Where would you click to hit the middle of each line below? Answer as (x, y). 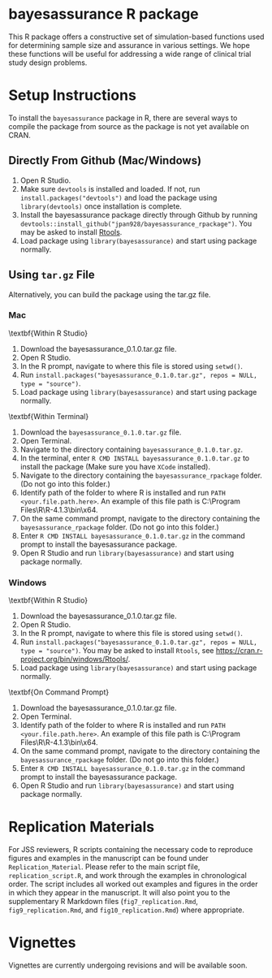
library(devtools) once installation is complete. (101, 206)
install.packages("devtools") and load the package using (119, 197)
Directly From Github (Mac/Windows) (105, 160)
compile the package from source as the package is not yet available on (129, 126)
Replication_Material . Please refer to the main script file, (104, 867)
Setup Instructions (72, 95)
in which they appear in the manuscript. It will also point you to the (119, 893)
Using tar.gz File (52, 275)
